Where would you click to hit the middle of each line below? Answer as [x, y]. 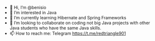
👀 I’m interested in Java [33, 13]
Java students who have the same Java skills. [55, 28]
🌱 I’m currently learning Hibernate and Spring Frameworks [68, 18]
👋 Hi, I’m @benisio [28, 7]
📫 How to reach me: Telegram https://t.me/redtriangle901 [68, 33]
